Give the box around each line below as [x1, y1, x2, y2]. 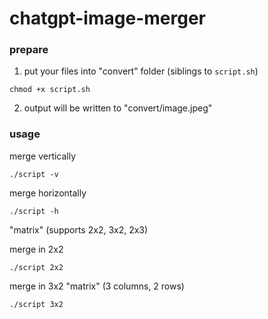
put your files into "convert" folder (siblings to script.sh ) [23, 65, 259, 77]
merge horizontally [9, 187, 87, 199]
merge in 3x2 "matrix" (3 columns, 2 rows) [9, 280, 185, 292]
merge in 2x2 [9, 243, 64, 255]
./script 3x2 [9, 299, 64, 309]
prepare [9, 43, 49, 57]
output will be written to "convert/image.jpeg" [23, 102, 213, 114]
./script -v [9, 169, 59, 179]
